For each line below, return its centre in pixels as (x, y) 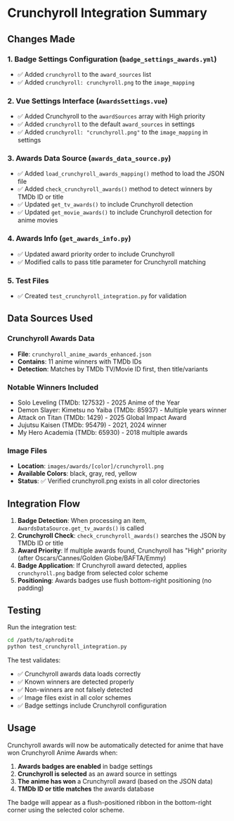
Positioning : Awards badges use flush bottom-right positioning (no (115, 581)
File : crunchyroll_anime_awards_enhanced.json (84, 354)
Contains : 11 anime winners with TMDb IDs (79, 362)
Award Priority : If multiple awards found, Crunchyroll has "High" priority (122, 550)
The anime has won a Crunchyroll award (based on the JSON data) (115, 781)
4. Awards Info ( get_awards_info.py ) (69, 239)
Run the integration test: (42, 627)
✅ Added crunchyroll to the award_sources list (84, 74)
